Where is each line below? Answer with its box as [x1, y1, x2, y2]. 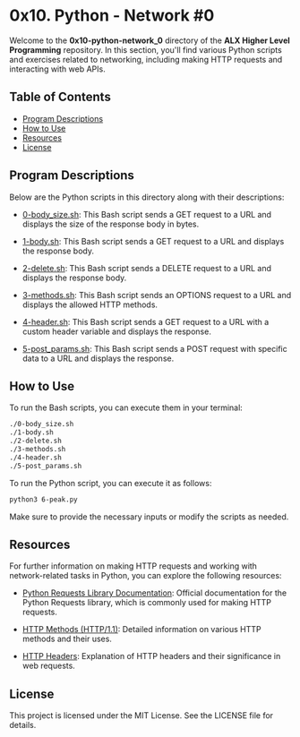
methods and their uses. [21, 633, 112, 645]
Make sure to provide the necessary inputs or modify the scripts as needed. [9, 511, 289, 522]
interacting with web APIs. [9, 64, 106, 74]
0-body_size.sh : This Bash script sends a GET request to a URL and [21, 209, 271, 219]
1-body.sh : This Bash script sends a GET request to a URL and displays [21, 236, 285, 246]
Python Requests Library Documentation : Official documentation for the [21, 587, 287, 598]
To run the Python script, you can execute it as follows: [9, 477, 212, 488]
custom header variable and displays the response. [21, 326, 212, 337]
